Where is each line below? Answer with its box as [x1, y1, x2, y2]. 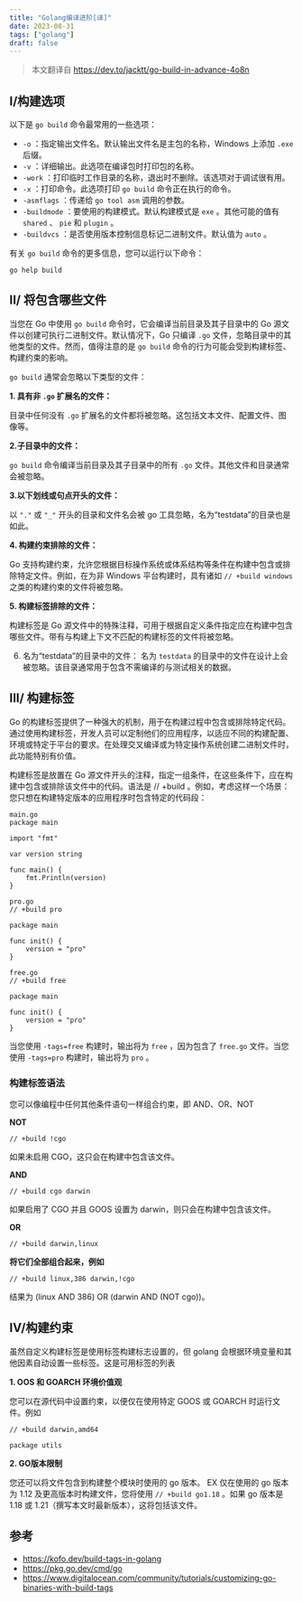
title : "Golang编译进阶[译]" [9, 13, 113, 23]
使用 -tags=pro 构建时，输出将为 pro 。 [9, 1052, 154, 1063]
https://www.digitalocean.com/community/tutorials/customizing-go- [22, 1572, 277, 1583]
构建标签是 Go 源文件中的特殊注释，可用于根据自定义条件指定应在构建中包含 [9, 620, 293, 631]
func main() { [9, 865, 63, 875]
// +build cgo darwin [9, 1186, 91, 1195]
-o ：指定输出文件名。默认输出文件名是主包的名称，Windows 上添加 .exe [22, 138, 294, 149]
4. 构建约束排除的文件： [9, 539, 98, 550]
